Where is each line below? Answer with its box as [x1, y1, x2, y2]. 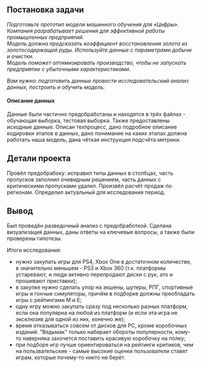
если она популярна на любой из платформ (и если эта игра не [15, 309, 178, 316]
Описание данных [7, 97, 55, 105]
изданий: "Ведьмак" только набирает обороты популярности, [15, 328, 174, 335]
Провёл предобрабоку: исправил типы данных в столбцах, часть [7, 169, 173, 177]
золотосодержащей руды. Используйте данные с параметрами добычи [7, 46, 192, 53]
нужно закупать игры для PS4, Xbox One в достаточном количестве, [15, 258, 192, 265]
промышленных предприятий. [7, 33, 84, 41]
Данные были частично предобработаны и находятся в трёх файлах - [7, 111, 186, 118]
